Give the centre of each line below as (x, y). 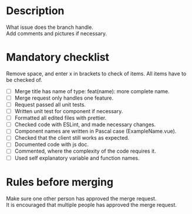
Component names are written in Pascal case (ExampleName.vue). (95, 131)
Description (35, 11)
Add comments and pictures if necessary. (57, 33)
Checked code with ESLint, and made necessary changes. (85, 124)
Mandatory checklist (58, 57)
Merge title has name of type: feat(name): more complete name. (92, 91)
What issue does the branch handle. (50, 27)
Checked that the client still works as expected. (72, 138)
